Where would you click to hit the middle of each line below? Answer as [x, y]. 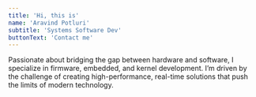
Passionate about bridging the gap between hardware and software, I [121, 60]
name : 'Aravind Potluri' [49, 23]
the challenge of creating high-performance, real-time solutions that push [128, 76]
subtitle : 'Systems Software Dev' [65, 30]
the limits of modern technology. [61, 85]
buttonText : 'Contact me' [51, 37]
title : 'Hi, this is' [44, 15]
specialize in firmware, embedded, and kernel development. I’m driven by [128, 69]
